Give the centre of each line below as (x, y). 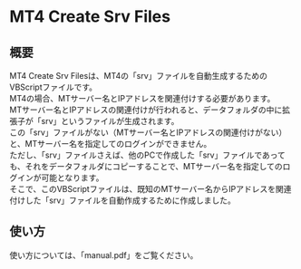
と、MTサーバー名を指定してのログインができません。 (111, 144)
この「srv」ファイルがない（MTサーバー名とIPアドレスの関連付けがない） (148, 132)
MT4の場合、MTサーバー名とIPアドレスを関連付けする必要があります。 (142, 98)
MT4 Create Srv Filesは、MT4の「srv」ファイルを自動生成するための (139, 76)
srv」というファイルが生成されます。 (110, 121)
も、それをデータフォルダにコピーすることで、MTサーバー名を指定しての (146, 166)
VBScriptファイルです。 (53, 87)
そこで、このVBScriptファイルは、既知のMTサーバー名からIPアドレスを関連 (150, 189)
